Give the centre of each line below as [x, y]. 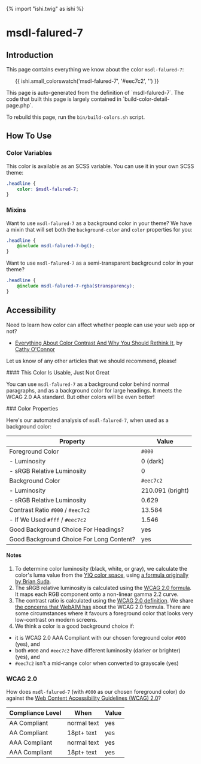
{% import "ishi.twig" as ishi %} [45, 9]
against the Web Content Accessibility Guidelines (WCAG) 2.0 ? [84, 698]
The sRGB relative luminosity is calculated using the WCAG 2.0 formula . [103, 588]
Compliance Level [35, 713]
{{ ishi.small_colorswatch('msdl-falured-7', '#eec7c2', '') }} [87, 81]
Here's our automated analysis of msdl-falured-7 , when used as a [87, 420]
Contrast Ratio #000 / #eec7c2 [50, 510]
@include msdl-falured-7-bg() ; [56, 246]
